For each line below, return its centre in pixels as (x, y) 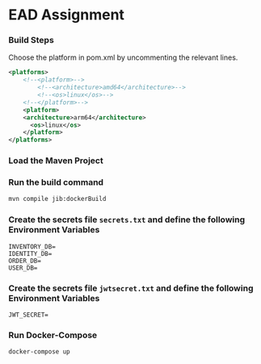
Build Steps (31, 40)
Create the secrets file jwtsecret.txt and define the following (131, 288)
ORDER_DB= (25, 261)
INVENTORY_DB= (32, 247)
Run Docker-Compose (53, 335)
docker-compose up (39, 352)
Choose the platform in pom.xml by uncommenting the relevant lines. (123, 57)
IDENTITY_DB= (30, 253)
